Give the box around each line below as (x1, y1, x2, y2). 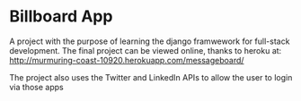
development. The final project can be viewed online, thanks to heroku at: (9, 45, 282, 55)
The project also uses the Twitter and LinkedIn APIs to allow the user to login (9, 72, 293, 82)
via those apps (9, 81, 65, 92)
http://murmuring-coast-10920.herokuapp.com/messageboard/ (9, 55, 244, 65)
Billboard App (9, 6, 113, 27)
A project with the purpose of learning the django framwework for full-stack (9, 36, 290, 46)
